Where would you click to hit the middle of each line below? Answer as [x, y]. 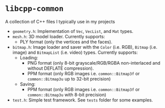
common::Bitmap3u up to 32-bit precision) [69, 79]
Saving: [28, 84]
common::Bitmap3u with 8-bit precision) [67, 95]
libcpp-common [34, 9]
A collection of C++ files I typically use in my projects [60, 21]
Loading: [29, 57]
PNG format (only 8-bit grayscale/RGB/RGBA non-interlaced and [94, 63]
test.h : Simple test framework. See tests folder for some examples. [83, 100]
